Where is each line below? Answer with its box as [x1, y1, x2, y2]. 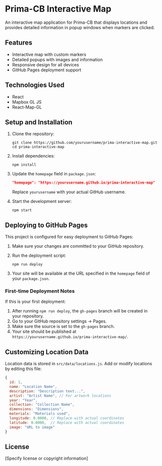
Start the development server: [12, 199, 72, 204]
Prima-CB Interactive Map [5, 3, 112, 15]
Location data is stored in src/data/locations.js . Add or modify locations [5, 361, 152, 367]
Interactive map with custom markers [12, 51, 87, 57]
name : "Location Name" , [9, 384, 57, 389]
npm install [12, 162, 36, 168]
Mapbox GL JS [12, 99, 42, 105]
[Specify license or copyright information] [5, 455, 88, 461]
